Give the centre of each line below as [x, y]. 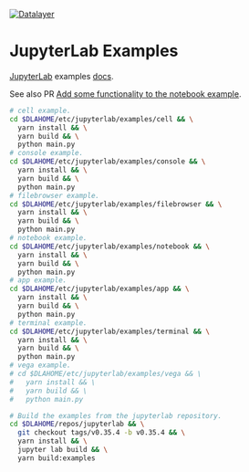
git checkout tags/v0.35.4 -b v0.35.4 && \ [101, 433]
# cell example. [40, 110]
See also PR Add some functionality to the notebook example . [125, 94]
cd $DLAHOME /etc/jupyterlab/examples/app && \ [99, 289]
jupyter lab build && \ [62, 450]
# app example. [38, 280]
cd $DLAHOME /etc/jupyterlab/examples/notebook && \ [109, 246]
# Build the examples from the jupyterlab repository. [116, 415]
